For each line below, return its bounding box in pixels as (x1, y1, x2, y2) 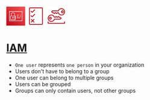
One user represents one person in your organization (14, 61, 145, 68)
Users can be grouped (14, 80, 71, 88)
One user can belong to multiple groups (14, 74, 114, 81)
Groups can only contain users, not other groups (14, 87, 136, 94)
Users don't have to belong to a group (14, 67, 110, 75)
